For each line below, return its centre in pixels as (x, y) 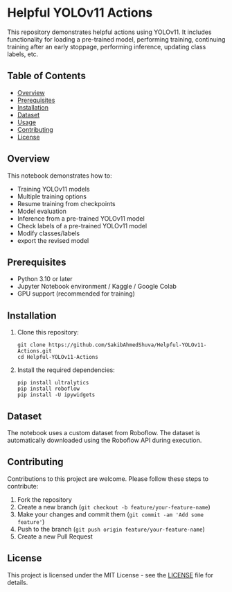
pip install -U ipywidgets (56, 395)
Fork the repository (45, 499)
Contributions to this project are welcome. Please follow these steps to (108, 479)
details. (18, 582)
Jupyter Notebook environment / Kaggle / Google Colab (97, 287)
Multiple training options (52, 196)
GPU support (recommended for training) (76, 294)
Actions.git (34, 351)
